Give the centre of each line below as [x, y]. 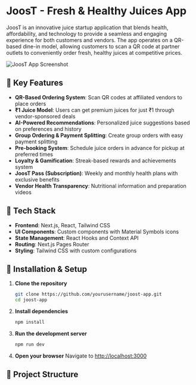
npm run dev [29, 345]
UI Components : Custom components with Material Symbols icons [97, 231]
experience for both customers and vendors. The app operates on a [89, 40]
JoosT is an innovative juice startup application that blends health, [87, 27]
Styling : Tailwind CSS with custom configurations [76, 251]
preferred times [34, 154]
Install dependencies [41, 311]
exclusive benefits [37, 179]
